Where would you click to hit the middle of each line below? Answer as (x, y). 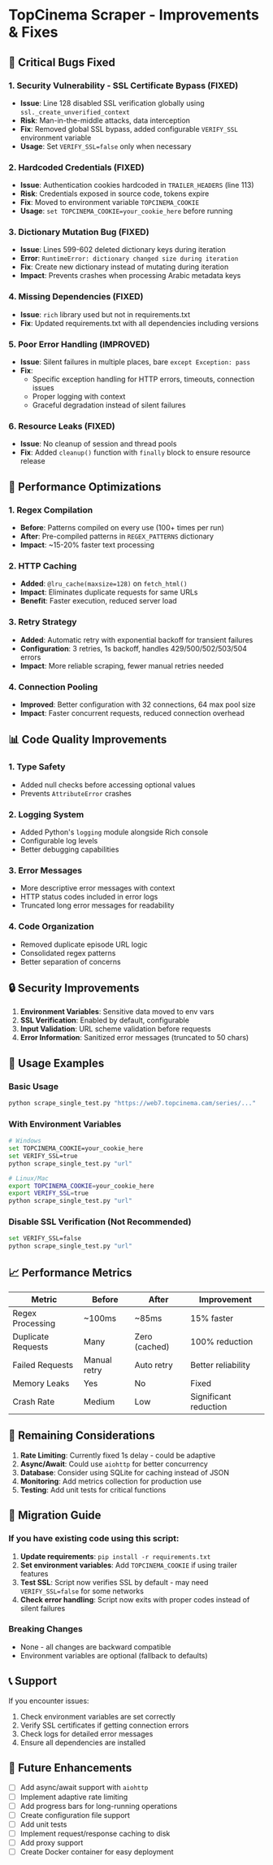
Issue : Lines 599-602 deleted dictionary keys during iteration (123, 250)
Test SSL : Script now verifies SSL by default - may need (114, 1582)
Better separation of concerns (70, 961)
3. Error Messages (45, 870)
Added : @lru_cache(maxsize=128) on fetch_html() (104, 584)
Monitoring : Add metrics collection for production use (111, 1481)
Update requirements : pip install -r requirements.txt (115, 1556)
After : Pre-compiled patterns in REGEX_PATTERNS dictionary (117, 536)
